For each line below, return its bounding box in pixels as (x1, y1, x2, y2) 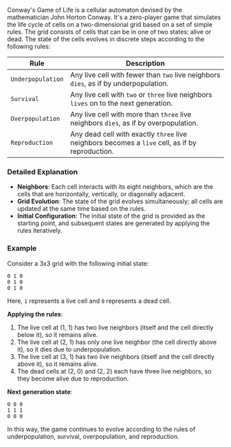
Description (126, 58, 165, 68)
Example (7, 244, 37, 253)
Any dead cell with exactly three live (69, 130, 188, 139)
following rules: (7, 43, 51, 50)
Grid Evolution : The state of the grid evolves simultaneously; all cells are (16, 197, 223, 205)
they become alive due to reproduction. (16, 374, 129, 382)
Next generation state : (7, 387, 73, 396)
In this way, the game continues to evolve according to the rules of (7, 425, 196, 433)
